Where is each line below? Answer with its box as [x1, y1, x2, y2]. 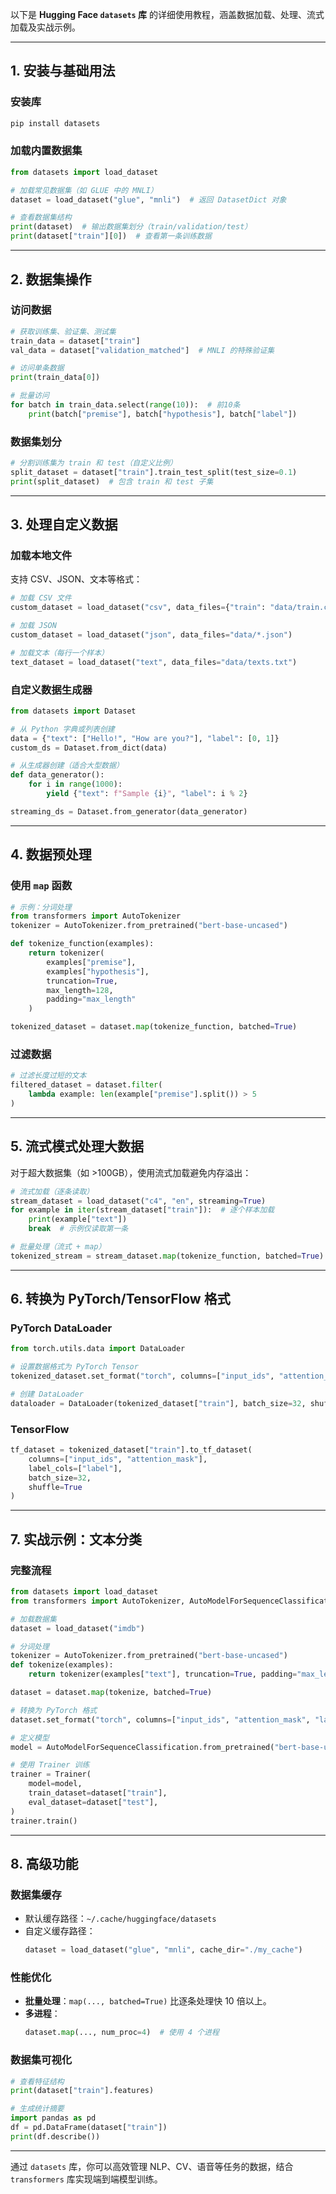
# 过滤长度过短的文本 [10, 1071, 87, 1081]
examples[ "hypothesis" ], [46, 966, 150, 977]
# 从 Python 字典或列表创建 [10, 724, 115, 734]
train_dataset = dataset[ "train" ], [28, 1788, 168, 1798]
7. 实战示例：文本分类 [10, 1531, 142, 1548]
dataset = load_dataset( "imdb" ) [10, 1623, 145, 1633]
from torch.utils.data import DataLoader [10, 1344, 186, 1354]
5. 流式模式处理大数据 [10, 1138, 144, 1155]
